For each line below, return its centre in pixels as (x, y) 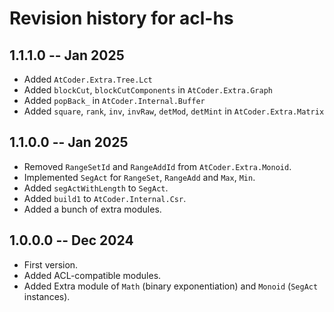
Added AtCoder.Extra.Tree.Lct (88, 79)
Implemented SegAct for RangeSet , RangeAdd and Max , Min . (139, 177)
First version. (51, 264)
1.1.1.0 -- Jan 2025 (67, 55)
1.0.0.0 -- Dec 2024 (71, 240)
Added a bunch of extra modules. (92, 209)
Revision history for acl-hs (121, 18)
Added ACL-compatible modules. (92, 275)
